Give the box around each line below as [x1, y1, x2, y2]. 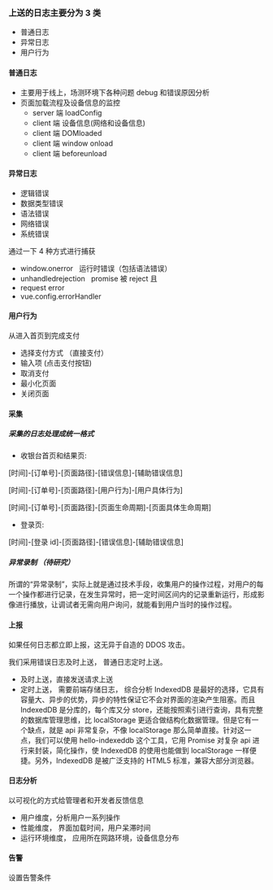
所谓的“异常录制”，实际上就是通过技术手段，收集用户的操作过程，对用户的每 [8, 579, 264, 589]
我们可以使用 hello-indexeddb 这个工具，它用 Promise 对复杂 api [34, 735, 251, 745]
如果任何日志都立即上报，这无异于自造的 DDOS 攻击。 [8, 639, 189, 649]
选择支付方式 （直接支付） [19, 347, 108, 357]
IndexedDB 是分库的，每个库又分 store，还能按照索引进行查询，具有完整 [19, 705, 263, 714]
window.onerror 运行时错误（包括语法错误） [19, 263, 172, 273]
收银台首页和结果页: [19, 451, 87, 460]
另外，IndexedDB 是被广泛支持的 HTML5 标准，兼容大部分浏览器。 [34, 755, 258, 766]
